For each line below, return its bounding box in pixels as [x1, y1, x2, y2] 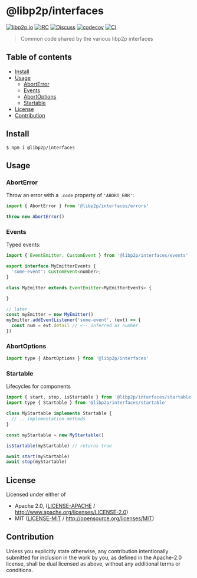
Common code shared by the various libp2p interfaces [20, 35, 153, 42]
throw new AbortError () [6, 214, 65, 220]
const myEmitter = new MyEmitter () [6, 312, 94, 318]
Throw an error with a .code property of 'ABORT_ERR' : [6, 192, 134, 199]
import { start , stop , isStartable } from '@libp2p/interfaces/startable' [6, 394, 194, 400]
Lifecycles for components [6, 383, 71, 390]
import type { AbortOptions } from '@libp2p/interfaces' [6, 355, 149, 361]
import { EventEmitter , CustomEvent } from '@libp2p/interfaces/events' [6, 253, 189, 259]
